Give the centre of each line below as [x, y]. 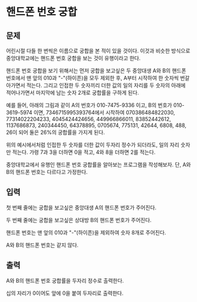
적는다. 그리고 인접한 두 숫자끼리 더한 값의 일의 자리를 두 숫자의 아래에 [106, 85]
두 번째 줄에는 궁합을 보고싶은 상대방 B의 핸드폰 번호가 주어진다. [79, 220]
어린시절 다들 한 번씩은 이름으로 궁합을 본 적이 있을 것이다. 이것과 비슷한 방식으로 [98, 51]
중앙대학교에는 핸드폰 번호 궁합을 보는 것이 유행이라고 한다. [73, 58]
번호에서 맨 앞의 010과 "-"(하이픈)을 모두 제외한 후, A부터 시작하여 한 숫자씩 [92, 78]
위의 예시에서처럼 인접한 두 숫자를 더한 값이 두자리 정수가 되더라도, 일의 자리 [93, 145]
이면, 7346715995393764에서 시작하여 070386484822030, [104, 113]
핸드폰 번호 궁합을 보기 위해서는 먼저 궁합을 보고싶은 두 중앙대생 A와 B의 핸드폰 [96, 71]
